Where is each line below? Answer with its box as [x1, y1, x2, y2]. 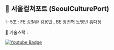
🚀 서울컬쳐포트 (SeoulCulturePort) [5, 4, 109, 13]
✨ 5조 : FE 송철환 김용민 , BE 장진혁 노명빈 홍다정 [5, 19, 101, 25]
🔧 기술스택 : [5, 29, 28, 35]
